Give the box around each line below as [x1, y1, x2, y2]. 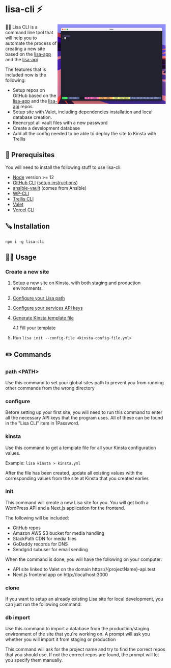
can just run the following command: [5, 601, 82, 607]
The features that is [5, 66, 46, 72]
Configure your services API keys [12, 305, 83, 311]
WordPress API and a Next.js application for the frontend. [5, 505, 126, 511]
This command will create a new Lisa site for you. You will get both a [5, 499, 149, 505]
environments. [12, 285, 43, 291]
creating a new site [5, 45, 45, 52]
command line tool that [5, 29, 53, 35]
